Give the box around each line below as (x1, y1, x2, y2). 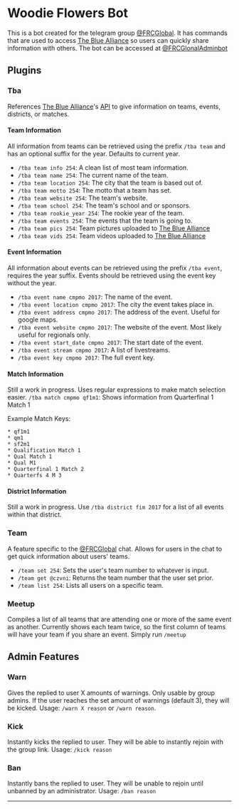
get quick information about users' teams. (7, 551, 130, 561)
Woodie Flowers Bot (7, 5, 129, 21)
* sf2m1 (7, 441, 31, 448)
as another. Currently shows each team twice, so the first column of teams (7, 623, 226, 631)
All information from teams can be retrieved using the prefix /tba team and (7, 141, 225, 151)
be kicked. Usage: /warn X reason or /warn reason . (7, 703, 156, 712)
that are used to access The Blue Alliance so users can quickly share (7, 36, 209, 44)
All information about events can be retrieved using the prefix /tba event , (7, 264, 223, 273)
